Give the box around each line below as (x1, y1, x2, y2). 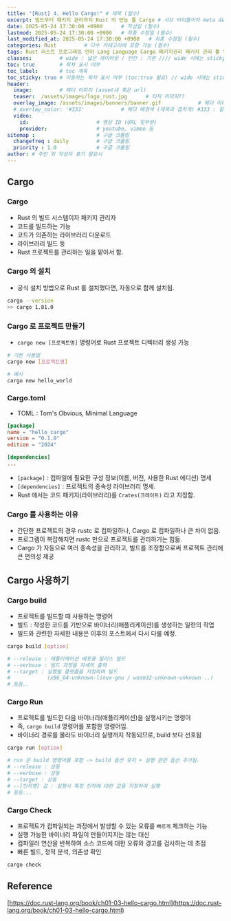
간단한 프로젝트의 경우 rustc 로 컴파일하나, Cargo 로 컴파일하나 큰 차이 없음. (16, 527, 221, 535)
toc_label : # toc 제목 (7, 67, 88, 74)
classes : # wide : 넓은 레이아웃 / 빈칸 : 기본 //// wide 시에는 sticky (7, 55, 225, 62)
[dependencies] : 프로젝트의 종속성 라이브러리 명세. (16, 482, 156, 490)
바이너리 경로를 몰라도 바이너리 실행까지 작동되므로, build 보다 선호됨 (16, 730, 202, 739)
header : (7, 80, 30, 87)
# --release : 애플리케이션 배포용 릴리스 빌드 (7, 655, 126, 662)
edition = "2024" (7, 442, 57, 448)
